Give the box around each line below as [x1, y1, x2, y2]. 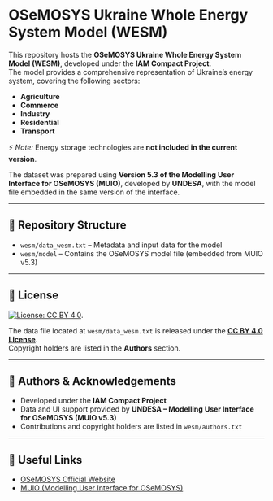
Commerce [19, 100, 59, 110]
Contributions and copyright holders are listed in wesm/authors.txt [19, 421, 243, 432]
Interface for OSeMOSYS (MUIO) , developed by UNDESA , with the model [8, 178, 256, 188]
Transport [19, 126, 55, 136]
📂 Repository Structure [8, 218, 127, 233]
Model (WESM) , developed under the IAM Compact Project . [8, 59, 212, 68]
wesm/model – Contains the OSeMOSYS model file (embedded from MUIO [19, 248, 264, 258]
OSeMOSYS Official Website [19, 474, 116, 485]
